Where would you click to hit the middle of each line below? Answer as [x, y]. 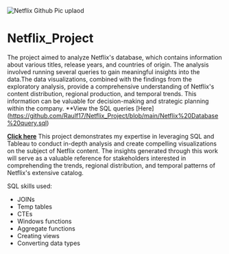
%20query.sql [27, 123]
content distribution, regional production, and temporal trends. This [102, 93]
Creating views [38, 235]
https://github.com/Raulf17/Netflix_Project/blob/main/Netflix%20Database [114, 115]
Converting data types [49, 243]
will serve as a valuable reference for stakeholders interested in [97, 158]
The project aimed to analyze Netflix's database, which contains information [115, 57]
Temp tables [35, 207]
